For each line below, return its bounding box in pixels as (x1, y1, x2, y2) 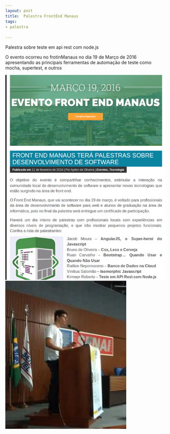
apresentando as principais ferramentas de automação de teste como (5, 59, 152, 66)
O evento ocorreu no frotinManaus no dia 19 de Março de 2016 (5, 54, 137, 60)
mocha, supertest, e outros (5, 65, 62, 71)
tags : (5, 19, 17, 24)
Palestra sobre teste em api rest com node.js (5, 44, 99, 50)
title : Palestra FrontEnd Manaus (5, 13, 79, 19)
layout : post (5, 8, 33, 13)
